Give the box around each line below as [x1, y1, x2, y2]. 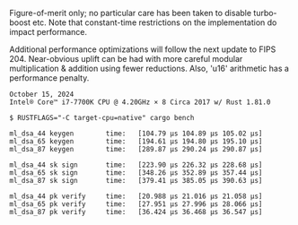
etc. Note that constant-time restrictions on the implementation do [32, 17, 277, 28]
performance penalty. [9, 73, 90, 83]
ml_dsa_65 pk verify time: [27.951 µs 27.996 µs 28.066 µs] [9, 200, 263, 209]
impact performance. [9, 27, 88, 37]
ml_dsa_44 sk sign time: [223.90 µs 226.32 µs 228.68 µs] [9, 160, 263, 169]
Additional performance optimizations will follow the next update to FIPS [9, 44, 276, 55]
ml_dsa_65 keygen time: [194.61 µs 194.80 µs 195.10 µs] [9, 137, 263, 146]
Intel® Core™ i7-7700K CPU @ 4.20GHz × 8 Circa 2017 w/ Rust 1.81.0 [9, 98, 271, 107]
